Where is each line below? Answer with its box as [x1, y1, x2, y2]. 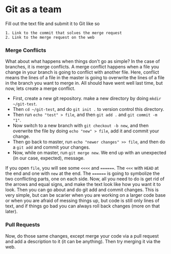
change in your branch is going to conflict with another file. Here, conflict [5, 69, 159, 75]
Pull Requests [5, 221, 40, 228]
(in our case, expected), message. [12, 155, 85, 161]
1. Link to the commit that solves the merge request [5, 30, 123, 35]
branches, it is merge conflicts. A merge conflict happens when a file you [5, 64, 159, 70]
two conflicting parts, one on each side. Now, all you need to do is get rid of [5, 176, 165, 182]
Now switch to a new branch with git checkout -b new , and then [12, 123, 149, 129]
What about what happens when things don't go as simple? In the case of [5, 58, 160, 64]
